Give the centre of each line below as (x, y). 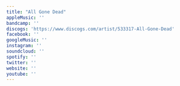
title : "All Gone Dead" (36, 12)
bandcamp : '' (23, 23)
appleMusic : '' (25, 18)
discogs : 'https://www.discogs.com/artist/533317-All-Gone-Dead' (90, 29)
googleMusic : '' (27, 40)
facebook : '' (23, 35)
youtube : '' (21, 74)
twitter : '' (21, 62)
